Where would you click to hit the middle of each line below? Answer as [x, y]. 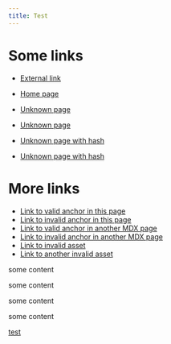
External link [41, 78]
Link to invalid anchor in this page [75, 219]
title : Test [28, 16]
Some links [46, 55]
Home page [39, 93]
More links [44, 188]
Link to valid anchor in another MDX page [89, 228]
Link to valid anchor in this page [73, 211]
